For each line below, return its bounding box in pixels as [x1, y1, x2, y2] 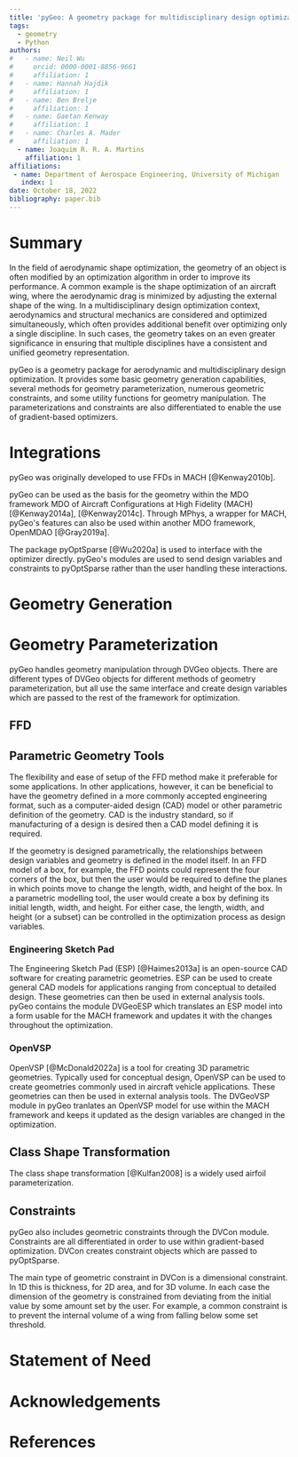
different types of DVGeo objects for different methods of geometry [9, 673, 256, 684]
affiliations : [9, 162, 62, 170]
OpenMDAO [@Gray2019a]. [9, 527, 110, 537]
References [9, 1431, 96, 1452]
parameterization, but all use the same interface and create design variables [9, 683, 288, 693]
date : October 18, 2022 [9, 186, 98, 195]
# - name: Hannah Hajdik [9, 79, 109, 88]
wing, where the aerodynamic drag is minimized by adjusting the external [9, 290, 278, 301]
